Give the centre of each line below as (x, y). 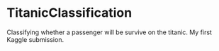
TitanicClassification (69, 13)
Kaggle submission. (35, 39)
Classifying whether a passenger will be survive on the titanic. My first (109, 32)
